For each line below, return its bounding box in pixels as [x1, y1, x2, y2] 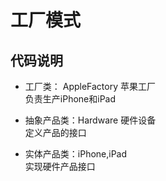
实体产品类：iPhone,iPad [24, 148, 128, 160]
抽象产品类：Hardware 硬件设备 [24, 114, 157, 126]
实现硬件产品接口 [24, 161, 96, 172]
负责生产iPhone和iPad [24, 93, 117, 105]
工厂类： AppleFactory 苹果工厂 [24, 81, 157, 92]
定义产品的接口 [24, 127, 87, 138]
